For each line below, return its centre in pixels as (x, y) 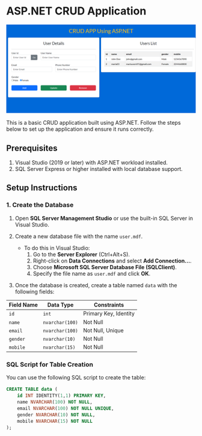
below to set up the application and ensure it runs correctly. (80, 129)
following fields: (35, 291)
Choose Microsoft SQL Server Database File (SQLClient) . (105, 267)
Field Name (23, 305)
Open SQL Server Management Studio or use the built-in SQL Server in (104, 218)
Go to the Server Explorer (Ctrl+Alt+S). (81, 254)
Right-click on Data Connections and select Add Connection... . (112, 261)
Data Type (60, 305)
